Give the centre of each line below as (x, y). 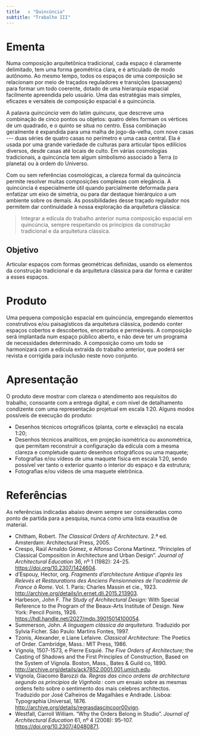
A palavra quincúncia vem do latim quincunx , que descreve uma (85, 113)
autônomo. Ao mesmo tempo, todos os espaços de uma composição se (95, 76)
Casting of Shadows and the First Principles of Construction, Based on (101, 657)
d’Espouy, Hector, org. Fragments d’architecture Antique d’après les (99, 574)
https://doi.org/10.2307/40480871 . (57, 726)
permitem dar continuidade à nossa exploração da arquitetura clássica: (93, 207)
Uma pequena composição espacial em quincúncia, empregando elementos (100, 318)
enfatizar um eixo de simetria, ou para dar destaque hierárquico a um (91, 194)
